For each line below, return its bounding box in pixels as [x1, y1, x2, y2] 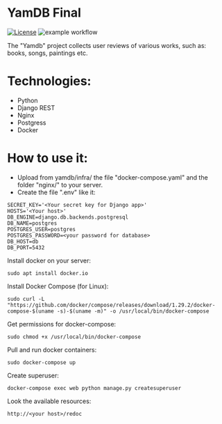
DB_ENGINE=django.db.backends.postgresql [7, 214, 129, 221]
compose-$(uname [7, 308, 54, 315]
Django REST [17, 103, 55, 112]
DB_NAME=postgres [7, 219, 58, 227]
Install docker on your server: [7, 256, 92, 265]
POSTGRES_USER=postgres [7, 226, 76, 233]
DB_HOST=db [7, 238, 39, 245]
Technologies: [7, 73, 92, 89]
